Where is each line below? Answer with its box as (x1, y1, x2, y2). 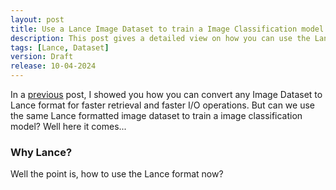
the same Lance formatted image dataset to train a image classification (10, 110, 303, 121)
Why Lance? (10, 145, 73, 159)
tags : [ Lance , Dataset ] (10, 42, 110, 53)
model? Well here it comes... (10, 121, 127, 132)
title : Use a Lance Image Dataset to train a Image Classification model (10, 24, 325, 34)
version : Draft (10, 52, 74, 62)
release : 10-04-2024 (10, 61, 97, 71)
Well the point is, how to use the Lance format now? (10, 168, 224, 180)
